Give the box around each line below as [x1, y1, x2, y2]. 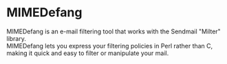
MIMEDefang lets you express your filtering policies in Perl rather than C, [6, 42, 213, 50]
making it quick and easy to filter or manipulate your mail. [6, 49, 169, 57]
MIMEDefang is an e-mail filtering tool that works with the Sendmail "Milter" [6, 27, 221, 35]
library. [6, 34, 27, 42]
